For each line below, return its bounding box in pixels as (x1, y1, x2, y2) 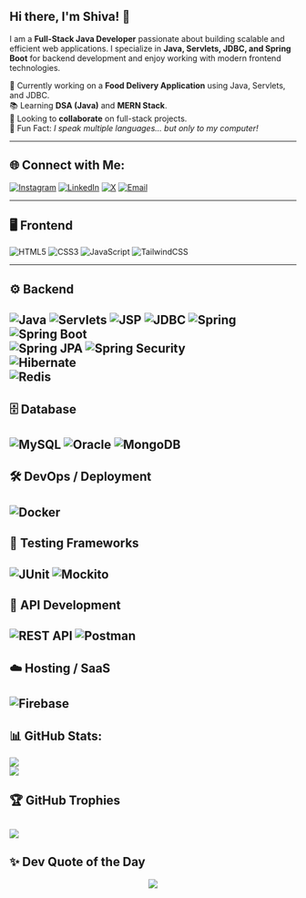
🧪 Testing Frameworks (9, 536, 139, 551)
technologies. (9, 62, 61, 73)
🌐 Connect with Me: (9, 158, 126, 173)
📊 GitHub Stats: (9, 728, 103, 743)
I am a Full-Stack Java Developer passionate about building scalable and (9, 33, 285, 44)
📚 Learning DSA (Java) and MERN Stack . (9, 99, 168, 110)
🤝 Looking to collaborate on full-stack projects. (9, 113, 188, 124)
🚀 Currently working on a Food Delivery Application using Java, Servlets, (9, 79, 286, 91)
